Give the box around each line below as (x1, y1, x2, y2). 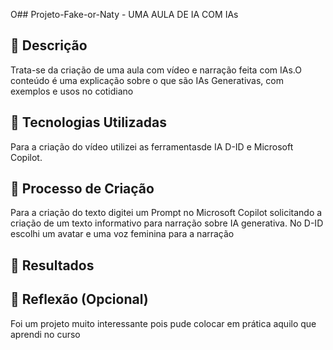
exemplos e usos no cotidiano (10, 85, 134, 97)
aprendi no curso (10, 328, 81, 340)
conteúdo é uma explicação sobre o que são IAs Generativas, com (10, 74, 284, 86)
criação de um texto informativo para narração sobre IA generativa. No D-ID (10, 217, 324, 229)
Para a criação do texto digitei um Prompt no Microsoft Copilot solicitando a (10, 207, 323, 219)
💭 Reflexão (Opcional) (10, 291, 149, 308)
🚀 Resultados (10, 257, 95, 274)
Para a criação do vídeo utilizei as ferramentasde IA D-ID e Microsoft (10, 140, 294, 153)
